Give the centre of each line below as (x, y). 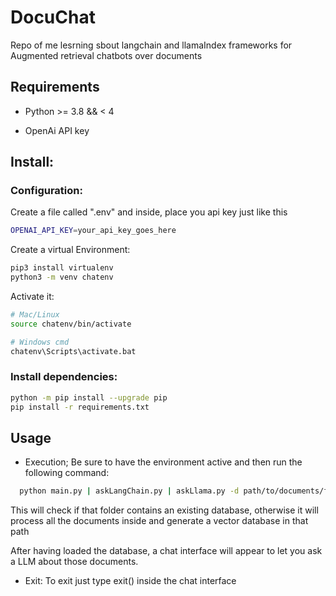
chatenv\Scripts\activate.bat (73, 351)
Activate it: (32, 297)
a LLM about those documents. (74, 562)
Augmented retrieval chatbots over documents (106, 55)
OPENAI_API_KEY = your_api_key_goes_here (93, 231)
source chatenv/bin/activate (71, 324)
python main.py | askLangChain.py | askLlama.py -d (129, 491)
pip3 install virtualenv (62, 268)
